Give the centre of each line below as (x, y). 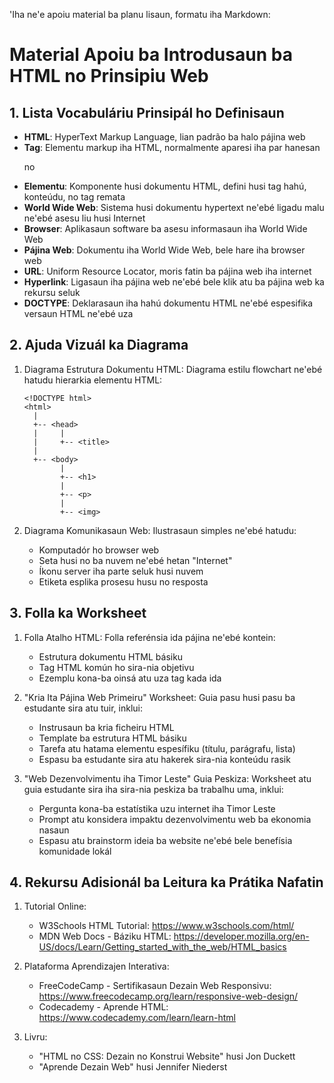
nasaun (54, 830)
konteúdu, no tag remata (74, 197)
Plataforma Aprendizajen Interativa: (96, 966)
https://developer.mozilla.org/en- (241, 936)
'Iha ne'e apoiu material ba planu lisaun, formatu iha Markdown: (140, 14)
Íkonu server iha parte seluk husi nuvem (121, 571)
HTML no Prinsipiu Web (109, 76)
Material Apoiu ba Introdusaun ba (151, 55)
